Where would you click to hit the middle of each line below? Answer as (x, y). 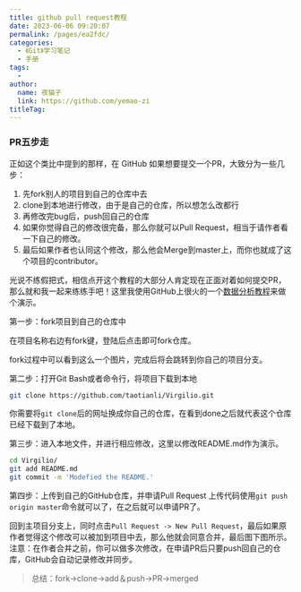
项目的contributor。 (66, 261)
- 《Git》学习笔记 (44, 51)
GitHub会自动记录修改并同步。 (81, 560)
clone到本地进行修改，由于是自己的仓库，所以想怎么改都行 (131, 205)
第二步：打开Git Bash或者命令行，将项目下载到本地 (103, 378)
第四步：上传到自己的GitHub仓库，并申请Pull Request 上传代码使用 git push (149, 496)
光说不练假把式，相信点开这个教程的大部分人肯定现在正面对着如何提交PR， (148, 279)
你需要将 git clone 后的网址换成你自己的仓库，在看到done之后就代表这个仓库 (150, 414)
